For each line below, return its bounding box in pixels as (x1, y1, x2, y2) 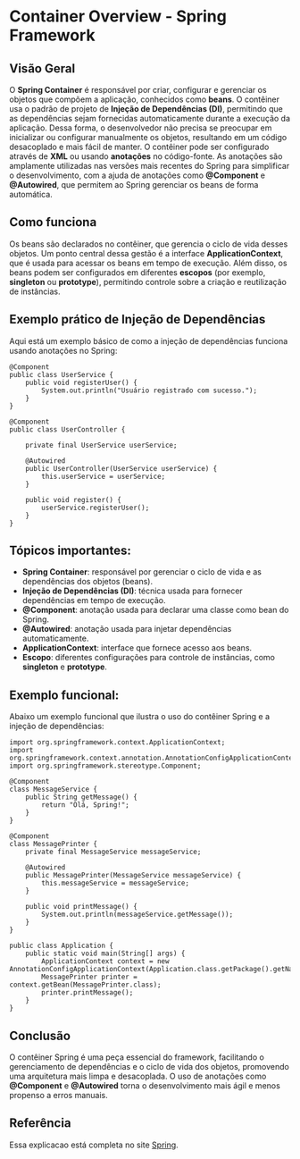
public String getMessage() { (25, 793, 138, 802)
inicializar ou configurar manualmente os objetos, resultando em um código (9, 132, 287, 142)
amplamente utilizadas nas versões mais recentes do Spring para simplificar (9, 161, 290, 171)
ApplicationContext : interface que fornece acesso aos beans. (21, 642, 253, 653)
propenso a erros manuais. (9, 1090, 109, 1101)
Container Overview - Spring (9, 6, 228, 27)
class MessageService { (9, 785, 98, 794)
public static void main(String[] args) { (25, 949, 186, 958)
